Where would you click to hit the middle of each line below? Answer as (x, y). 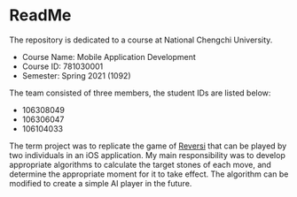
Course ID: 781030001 (63, 66)
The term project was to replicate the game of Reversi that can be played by (148, 146)
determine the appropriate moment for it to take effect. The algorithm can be (149, 174)
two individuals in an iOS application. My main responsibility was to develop (147, 155)
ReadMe (40, 15)
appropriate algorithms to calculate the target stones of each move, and (141, 164)
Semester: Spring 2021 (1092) (76, 75)
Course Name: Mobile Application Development (109, 57)
